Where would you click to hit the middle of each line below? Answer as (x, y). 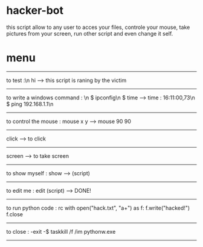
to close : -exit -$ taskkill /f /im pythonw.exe (61, 231)
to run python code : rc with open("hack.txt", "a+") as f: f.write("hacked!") (98, 208)
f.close (14, 214)
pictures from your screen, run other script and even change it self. (90, 33)
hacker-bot (35, 11)
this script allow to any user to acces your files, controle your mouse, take (98, 27)
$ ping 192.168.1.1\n (30, 104)
